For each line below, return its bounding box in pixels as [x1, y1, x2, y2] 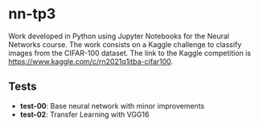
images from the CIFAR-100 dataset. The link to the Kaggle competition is [8, 48, 252, 58]
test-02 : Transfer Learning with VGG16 [19, 109, 150, 119]
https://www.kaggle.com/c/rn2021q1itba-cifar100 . [8, 57, 174, 66]
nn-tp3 [8, 5, 56, 23]
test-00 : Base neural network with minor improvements [19, 101, 205, 110]
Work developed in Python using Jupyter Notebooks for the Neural [8, 31, 229, 41]
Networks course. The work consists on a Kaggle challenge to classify [8, 39, 242, 49]
